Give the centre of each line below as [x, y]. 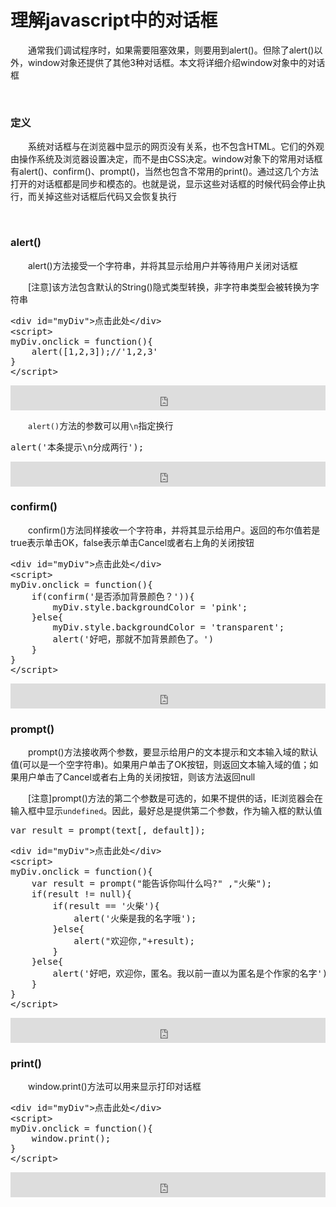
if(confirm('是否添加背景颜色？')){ [113, 596]
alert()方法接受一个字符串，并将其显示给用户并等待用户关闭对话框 [162, 265]
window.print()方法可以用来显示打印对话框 [114, 1087]
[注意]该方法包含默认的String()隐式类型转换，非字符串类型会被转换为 [169, 287]
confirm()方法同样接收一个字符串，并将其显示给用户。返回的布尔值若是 [174, 530]
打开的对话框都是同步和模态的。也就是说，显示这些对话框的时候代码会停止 [163, 184]
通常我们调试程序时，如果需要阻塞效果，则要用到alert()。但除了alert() [171, 50]
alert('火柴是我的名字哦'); [135, 919]
